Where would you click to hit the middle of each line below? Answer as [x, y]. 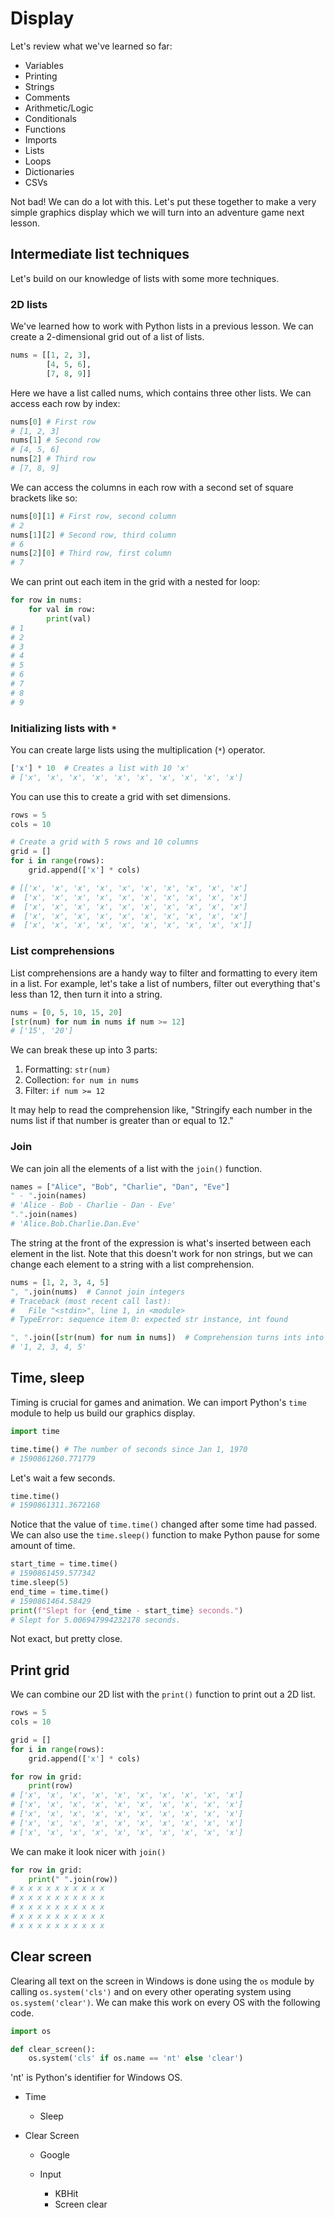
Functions [45, 129]
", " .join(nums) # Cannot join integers [98, 1292]
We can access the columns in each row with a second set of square [152, 487]
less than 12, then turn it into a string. [86, 994]
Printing [41, 76]
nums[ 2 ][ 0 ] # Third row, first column [91, 553]
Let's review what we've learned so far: [91, 46]
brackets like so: [44, 498]
